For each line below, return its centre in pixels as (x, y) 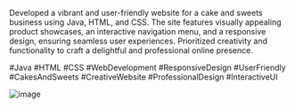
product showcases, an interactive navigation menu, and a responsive (138, 31)
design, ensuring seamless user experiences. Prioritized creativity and (139, 41)
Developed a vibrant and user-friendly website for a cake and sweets (136, 13)
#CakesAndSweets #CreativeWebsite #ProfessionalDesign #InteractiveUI (143, 77)
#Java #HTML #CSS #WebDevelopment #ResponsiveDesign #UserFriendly (148, 67)
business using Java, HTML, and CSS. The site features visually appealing (145, 22)
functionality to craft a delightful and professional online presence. (131, 50)
